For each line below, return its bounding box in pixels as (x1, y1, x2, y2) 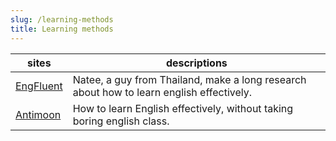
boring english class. (72, 114, 170, 128)
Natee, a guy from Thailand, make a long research (72, 72, 307, 86)
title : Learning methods (10, 24, 114, 34)
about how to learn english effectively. (72, 85, 252, 99)
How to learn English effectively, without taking (72, 101, 294, 115)
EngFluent (15, 79, 63, 93)
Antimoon (15, 107, 62, 121)
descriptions (165, 56, 228, 70)
